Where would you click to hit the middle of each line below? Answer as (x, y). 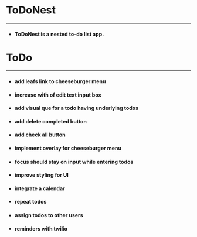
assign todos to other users (49, 215)
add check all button (40, 135)
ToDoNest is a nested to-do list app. (59, 34)
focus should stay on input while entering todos (74, 162)
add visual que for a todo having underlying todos (77, 108)
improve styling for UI (41, 175)
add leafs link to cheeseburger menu (60, 81)
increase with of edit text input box (58, 95)
